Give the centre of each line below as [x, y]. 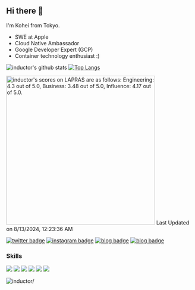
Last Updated [173, 222]
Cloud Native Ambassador [47, 43]
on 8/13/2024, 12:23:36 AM [40, 229]
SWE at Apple [32, 37]
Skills [14, 255]
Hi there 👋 [25, 11]
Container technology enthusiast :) [57, 56]
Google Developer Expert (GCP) [54, 49]
